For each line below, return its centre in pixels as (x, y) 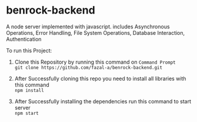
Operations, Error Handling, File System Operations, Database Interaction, (96, 32)
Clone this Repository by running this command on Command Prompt (95, 62)
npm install (29, 90)
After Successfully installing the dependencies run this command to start (103, 101)
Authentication (24, 39)
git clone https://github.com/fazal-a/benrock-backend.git (89, 67)
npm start (27, 113)
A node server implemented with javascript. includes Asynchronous (88, 27)
